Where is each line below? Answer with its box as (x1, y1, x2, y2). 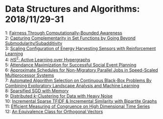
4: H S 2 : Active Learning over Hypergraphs (5, 56, 91, 62)
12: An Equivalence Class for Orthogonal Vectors (5, 108, 103, 114)
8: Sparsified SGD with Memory (5, 88, 69, 94)
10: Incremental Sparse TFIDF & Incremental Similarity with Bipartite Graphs (5, 98, 157, 104)
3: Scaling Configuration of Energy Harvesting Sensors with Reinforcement (5, 45, 156, 51)
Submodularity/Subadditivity (5, 40, 63, 46)
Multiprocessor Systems (5, 72, 54, 78)
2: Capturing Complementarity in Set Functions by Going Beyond (5, 35, 136, 41)
